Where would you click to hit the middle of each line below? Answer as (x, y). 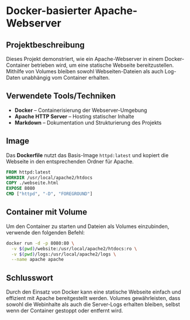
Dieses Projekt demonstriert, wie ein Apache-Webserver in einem (85, 59)
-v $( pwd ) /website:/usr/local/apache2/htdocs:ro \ (74, 248)
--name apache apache (38, 260)
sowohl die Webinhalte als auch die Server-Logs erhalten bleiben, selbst (93, 304)
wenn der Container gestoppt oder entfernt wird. (65, 311)
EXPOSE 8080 (20, 189)
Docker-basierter (49, 11)
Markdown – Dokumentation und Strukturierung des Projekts (88, 122)
